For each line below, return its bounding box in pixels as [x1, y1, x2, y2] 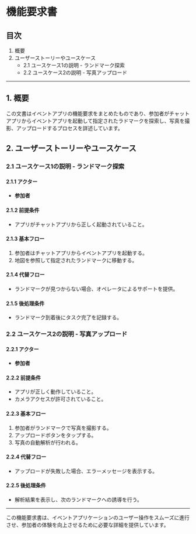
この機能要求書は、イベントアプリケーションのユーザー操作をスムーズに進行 [6, 514, 190, 521]
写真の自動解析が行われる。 [14, 439, 82, 446]
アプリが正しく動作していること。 [14, 388, 97, 395]
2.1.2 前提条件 [6, 206, 40, 214]
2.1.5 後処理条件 [6, 300, 45, 307]
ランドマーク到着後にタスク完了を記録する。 [14, 314, 123, 321]
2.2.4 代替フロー [6, 453, 47, 460]
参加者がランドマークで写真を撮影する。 [14, 424, 112, 431]
